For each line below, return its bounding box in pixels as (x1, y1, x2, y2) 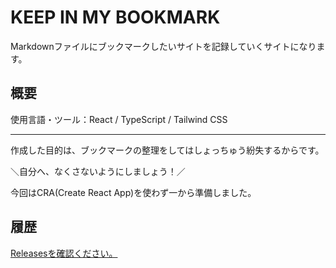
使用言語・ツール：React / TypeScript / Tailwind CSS (10, 113, 228, 125)
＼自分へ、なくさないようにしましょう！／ (10, 165, 186, 177)
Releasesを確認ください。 (10, 247, 118, 259)
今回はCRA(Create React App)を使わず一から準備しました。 (10, 186, 257, 198)
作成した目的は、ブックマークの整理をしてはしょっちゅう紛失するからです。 (10, 144, 325, 156)
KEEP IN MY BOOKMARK (10, 6, 221, 29)
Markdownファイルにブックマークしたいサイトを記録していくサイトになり (10, 40, 317, 52)
